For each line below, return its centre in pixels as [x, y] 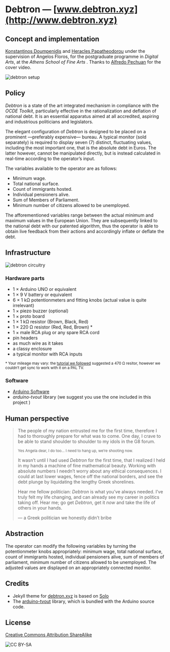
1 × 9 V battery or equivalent [42, 294]
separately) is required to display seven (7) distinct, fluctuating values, [79, 142]
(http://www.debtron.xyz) [61, 20]
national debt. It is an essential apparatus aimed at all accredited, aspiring [82, 116]
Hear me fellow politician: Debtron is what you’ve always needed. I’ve [90, 492]
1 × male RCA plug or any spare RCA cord [56, 332]
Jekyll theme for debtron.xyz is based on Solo [61, 596]
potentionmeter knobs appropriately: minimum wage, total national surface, [84, 551]
